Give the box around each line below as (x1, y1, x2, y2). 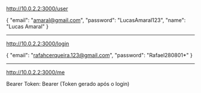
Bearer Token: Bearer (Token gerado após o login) (6, 80, 130, 87)
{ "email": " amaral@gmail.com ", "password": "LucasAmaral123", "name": (6, 17, 186, 23)
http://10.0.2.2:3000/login (6, 40, 69, 47)
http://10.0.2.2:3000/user (6, 5, 68, 12)
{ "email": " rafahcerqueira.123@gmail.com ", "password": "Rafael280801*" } (6, 52, 193, 58)
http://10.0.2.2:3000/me (6, 69, 65, 76)
